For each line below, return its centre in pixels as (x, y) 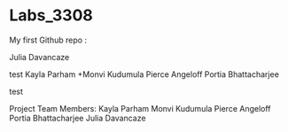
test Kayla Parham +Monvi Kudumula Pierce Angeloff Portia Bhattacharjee (144, 74)
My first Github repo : (48, 40)
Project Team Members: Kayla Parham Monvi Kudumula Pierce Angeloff (140, 108)
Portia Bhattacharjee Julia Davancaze (78, 118)
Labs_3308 (51, 16)
